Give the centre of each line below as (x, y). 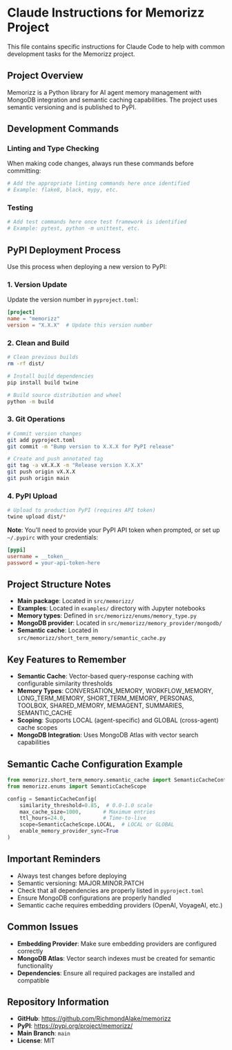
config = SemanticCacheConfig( (52, 799)
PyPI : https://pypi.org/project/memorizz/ (75, 1026)
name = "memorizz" (33, 319)
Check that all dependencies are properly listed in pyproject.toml (110, 890)
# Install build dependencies (51, 376)
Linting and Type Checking (53, 149)
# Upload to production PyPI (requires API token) (81, 510)
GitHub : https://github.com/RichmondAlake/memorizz (94, 1019)
